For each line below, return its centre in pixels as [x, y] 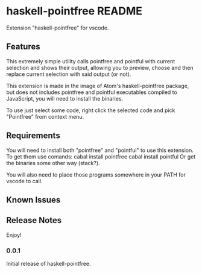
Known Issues [33, 200]
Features [23, 47]
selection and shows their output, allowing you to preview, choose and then [100, 67]
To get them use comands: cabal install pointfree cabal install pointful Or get [101, 156]
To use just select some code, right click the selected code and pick [91, 110]
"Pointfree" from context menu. [45, 116]
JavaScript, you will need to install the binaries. [65, 98]
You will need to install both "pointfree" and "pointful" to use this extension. [100, 150]
